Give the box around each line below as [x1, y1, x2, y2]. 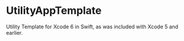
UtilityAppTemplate [6, 4, 102, 17]
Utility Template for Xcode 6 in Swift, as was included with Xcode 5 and [6, 23, 179, 30]
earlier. [6, 29, 23, 36]
